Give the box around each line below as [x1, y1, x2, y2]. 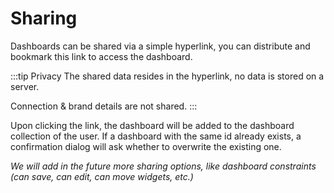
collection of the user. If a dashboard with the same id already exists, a [10, 130, 302, 142]
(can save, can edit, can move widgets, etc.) [10, 170, 194, 182]
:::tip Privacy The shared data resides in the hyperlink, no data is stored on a [10, 70, 325, 82]
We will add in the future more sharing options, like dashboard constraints [10, 160, 317, 172]
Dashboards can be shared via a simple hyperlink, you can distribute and [10, 40, 311, 52]
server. [10, 80, 40, 92]
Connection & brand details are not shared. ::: [10, 100, 198, 112]
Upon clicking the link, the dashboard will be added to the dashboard [10, 119, 295, 131]
